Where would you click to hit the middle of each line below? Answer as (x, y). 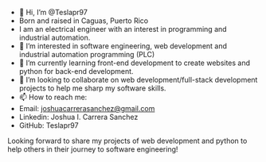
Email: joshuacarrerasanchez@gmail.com (87, 108)
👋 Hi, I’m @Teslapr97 (53, 12)
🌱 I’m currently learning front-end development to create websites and (135, 63)
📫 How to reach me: (53, 97)
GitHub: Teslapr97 (49, 125)
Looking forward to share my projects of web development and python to (127, 141)
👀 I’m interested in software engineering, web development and (123, 46)
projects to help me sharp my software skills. (92, 88)
